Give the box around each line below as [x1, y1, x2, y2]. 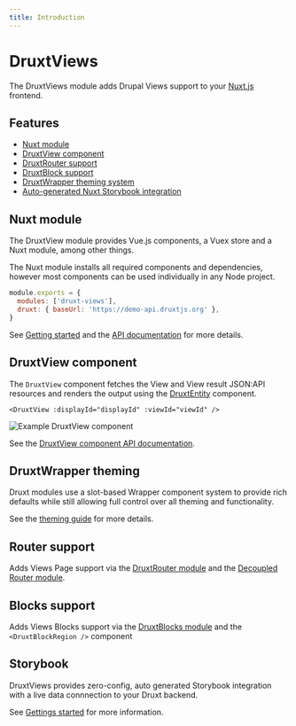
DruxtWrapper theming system [21, 176, 135, 187]
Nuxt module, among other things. [9, 245, 135, 255]
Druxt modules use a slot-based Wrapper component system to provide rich [9, 487, 288, 497]
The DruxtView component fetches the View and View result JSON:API [9, 379, 266, 389]
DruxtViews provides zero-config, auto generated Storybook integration [9, 680, 272, 691]
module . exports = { [9, 289, 82, 298]
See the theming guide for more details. [9, 513, 154, 524]
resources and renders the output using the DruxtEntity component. [9, 387, 257, 399]
